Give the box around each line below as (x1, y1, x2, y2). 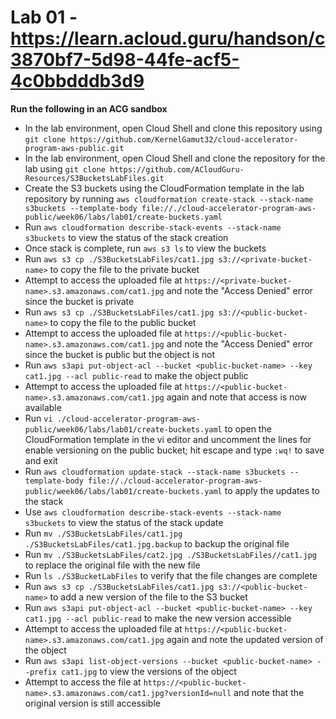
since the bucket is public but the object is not (24, 348, 215, 360)
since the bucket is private (24, 295, 135, 307)
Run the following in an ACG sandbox (10, 102, 168, 115)
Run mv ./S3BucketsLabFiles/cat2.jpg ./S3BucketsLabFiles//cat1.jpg (24, 548, 317, 560)
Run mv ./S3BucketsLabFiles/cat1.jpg (24, 527, 183, 539)
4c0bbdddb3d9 (10, 70, 145, 93)
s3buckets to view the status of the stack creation (24, 231, 229, 243)
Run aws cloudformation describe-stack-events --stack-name (24, 221, 282, 233)
